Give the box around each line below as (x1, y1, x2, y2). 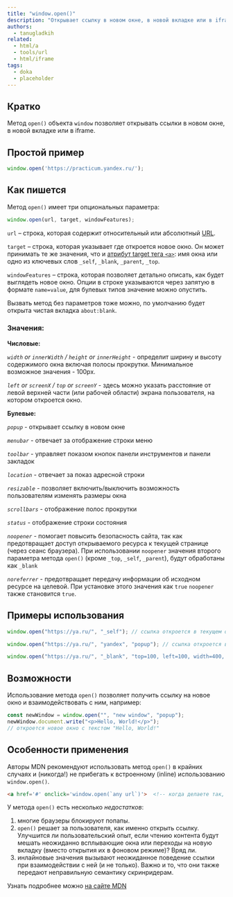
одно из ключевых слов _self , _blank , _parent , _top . (7, 257, 160, 265)
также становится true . (7, 589, 76, 598)
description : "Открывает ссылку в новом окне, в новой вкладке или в (7, 17, 213, 24)
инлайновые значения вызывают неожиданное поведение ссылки (17, 853, 215, 862)
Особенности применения (7, 744, 129, 756)
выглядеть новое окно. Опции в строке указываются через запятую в (7, 277, 215, 286)
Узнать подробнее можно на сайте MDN (7, 882, 127, 890)
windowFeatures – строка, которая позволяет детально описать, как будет (7, 270, 224, 279)
